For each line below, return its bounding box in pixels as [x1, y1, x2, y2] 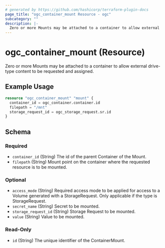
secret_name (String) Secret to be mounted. [12, 203, 100, 210]
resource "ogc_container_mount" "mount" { [5, 96, 94, 101]
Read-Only [5, 226, 32, 233]
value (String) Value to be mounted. [12, 214, 85, 220]
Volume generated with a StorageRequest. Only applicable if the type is [12, 193, 158, 199]
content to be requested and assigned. [15, 69, 94, 74]
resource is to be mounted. [12, 164, 67, 170]
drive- [148, 63, 161, 69]
